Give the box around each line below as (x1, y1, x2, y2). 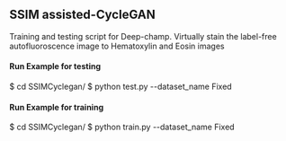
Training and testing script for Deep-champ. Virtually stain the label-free (9, 31, 277, 41)
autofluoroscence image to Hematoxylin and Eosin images (9, 40, 225, 51)
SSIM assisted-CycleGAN (9, 7, 156, 22)
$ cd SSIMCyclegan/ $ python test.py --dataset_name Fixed (9, 81, 232, 93)
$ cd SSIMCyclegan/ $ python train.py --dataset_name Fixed (9, 121, 236, 133)
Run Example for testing (9, 61, 102, 72)
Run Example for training (9, 101, 104, 112)
